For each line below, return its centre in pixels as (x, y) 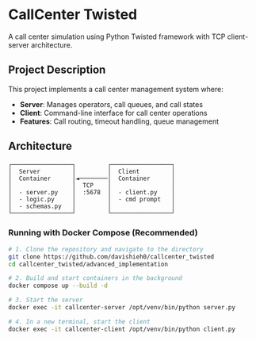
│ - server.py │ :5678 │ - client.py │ (92, 192)
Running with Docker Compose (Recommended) (103, 233)
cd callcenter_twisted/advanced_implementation (88, 264)
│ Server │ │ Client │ (92, 171)
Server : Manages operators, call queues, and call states (111, 104)
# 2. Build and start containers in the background (95, 278)
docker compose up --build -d (58, 286)
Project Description (57, 70)
